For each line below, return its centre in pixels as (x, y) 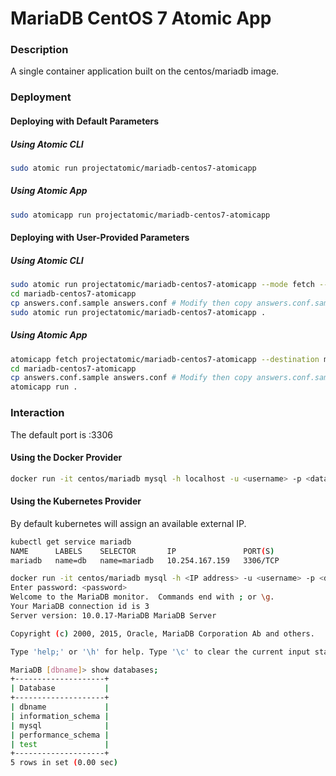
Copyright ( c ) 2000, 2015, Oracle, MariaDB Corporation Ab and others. (162, 633)
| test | (60, 744)
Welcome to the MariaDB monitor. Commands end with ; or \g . (142, 597)
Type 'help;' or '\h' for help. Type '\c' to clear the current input (160, 652)
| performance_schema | (60, 735)
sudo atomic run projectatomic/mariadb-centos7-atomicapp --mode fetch (162, 285)
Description (39, 50)
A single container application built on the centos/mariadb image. (145, 71)
